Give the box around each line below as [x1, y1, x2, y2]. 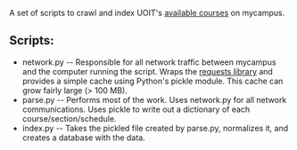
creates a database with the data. [21, 132, 145, 143]
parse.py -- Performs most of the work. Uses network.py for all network [21, 94, 287, 105]
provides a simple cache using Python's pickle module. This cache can [21, 75, 284, 86]
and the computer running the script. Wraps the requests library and [21, 66, 274, 76]
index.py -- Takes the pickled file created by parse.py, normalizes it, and [21, 122, 289, 133]
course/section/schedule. [21, 113, 117, 123]
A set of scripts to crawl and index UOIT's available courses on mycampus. [9, 8, 285, 18]
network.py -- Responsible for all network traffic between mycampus [21, 57, 276, 67]
